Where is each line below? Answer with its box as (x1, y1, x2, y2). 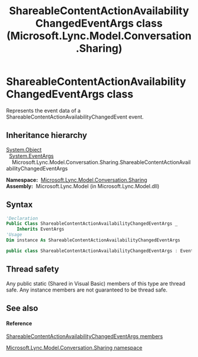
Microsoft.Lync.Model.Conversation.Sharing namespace (6, 344, 143, 352)
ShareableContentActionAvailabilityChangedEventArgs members (6, 333, 163, 340)
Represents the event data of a (6, 107, 81, 114)
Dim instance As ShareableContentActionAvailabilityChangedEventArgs (6, 237, 181, 243)
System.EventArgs (8, 152, 54, 159)
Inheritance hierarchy (6, 130, 87, 140)
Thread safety (6, 264, 60, 274)
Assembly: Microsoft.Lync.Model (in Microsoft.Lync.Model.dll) (6, 182, 160, 189)
